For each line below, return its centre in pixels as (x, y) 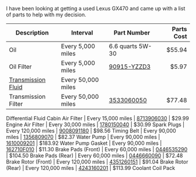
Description (32, 33)
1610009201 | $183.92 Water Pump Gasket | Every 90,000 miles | (84, 143)
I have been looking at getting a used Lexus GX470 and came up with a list (96, 8)
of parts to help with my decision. (46, 15)
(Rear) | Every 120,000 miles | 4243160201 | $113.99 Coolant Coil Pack (91, 168)
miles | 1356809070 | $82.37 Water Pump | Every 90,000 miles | (83, 137)
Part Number (132, 33)
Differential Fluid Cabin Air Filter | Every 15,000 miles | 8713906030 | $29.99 (98, 118)
